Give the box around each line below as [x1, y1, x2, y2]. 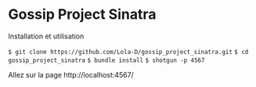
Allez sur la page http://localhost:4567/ [8, 70, 135, 79]
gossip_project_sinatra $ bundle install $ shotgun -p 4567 [8, 56, 205, 64]
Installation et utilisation [8, 31, 85, 41]
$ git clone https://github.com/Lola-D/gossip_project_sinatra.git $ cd [8, 48, 249, 56]
